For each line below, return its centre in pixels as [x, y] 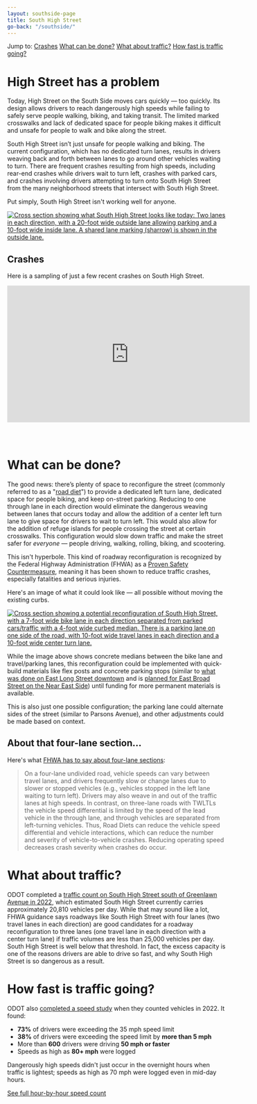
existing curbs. [28, 600]
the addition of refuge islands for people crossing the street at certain [106, 529]
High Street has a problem [83, 82]
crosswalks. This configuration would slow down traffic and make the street [115, 536]
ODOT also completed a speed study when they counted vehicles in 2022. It [116, 1008]
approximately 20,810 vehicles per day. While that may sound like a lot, [108, 909]
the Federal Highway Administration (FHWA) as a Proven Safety [98, 564]
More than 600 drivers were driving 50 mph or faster [94, 1044]
